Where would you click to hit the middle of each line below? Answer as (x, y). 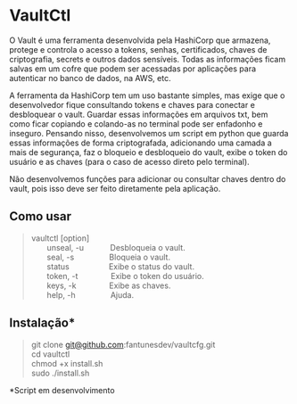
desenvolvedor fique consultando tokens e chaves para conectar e (132, 104)
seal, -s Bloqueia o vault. (109, 257)
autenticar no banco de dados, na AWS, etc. (90, 78)
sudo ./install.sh (60, 373)
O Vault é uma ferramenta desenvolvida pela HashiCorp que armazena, (140, 40)
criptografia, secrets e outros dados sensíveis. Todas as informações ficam (148, 59)
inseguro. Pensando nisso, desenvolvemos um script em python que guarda (149, 133)
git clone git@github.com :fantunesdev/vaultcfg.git (123, 344)
